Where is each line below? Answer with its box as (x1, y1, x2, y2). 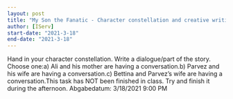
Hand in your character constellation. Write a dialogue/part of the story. (7, 55, 212, 63)
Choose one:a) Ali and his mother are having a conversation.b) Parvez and (7, 62, 220, 71)
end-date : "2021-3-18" (7, 36, 73, 43)
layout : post (7, 10, 45, 17)
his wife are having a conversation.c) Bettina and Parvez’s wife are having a (7, 70, 223, 78)
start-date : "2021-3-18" (7, 29, 79, 37)
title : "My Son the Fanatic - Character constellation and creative (7, 17, 209, 24)
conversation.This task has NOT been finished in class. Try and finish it (7, 77, 210, 85)
